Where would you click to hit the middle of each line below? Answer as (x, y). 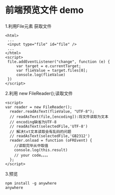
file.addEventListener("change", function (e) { (59, 62)
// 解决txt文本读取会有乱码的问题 (40, 132)
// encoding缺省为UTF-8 (33, 122)
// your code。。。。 (32, 155)
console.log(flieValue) (41, 75)
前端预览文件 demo (44, 10)
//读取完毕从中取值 (31, 146)
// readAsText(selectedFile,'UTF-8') (49, 127)
